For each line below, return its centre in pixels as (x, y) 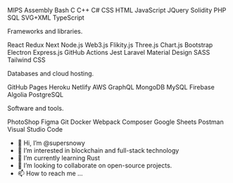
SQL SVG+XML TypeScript (46, 18)
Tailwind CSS (26, 60)
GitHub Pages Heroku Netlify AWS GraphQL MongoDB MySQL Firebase (111, 87)
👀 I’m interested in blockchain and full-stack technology (98, 150)
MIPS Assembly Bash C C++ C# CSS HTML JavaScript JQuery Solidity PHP (117, 10)
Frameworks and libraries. (45, 31)
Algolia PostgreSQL (36, 95)
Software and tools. (36, 108)
